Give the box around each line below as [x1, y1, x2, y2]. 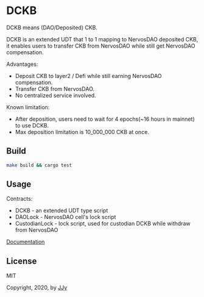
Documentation [6, 238, 45, 246]
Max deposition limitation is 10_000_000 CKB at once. [15, 128, 149, 135]
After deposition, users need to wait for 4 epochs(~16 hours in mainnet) [15, 115, 195, 123]
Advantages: [6, 60, 38, 68]
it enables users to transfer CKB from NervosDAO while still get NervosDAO [6, 42, 195, 49]
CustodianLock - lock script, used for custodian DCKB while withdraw [15, 220, 191, 227]
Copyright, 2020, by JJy [6, 284, 68, 292]
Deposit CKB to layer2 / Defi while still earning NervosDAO [15, 72, 163, 79]
